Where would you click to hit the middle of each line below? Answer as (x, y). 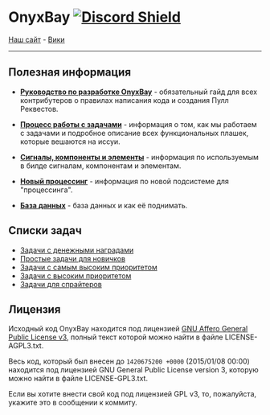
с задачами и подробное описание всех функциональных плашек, (134, 133)
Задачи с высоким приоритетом (76, 275)
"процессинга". (46, 190)
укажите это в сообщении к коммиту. (73, 403)
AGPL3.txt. (26, 346)
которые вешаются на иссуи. (70, 142)
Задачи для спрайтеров (61, 284)
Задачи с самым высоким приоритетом (89, 267)
